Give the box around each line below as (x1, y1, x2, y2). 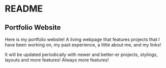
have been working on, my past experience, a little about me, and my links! (5, 42, 161, 48)
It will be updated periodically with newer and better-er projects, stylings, (5, 51, 158, 57)
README (5, 3, 43, 15)
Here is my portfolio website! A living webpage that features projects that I (5, 36, 160, 42)
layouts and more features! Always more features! (5, 57, 109, 63)
